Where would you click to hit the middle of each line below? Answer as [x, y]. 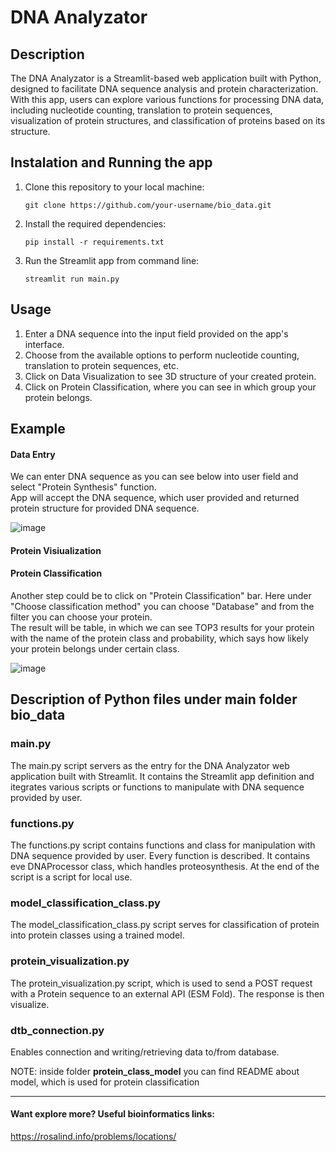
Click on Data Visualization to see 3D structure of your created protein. [170, 376]
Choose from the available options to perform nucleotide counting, [162, 355]
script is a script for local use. [71, 877]
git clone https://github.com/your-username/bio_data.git [148, 205]
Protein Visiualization [56, 550]
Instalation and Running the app [111, 162]
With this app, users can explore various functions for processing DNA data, [167, 99]
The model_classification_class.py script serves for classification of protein [165, 925]
